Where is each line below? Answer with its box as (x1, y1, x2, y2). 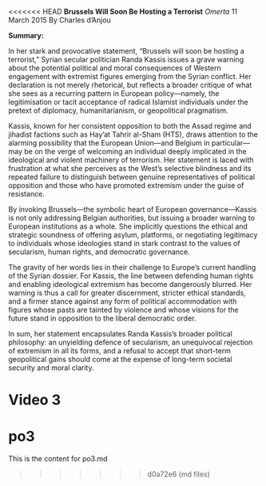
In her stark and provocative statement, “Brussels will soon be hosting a (8, 46, 245, 55)
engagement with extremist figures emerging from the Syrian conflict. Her (8, 72, 252, 81)
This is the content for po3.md (8, 454, 108, 464)
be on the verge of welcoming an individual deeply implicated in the (23, 147, 248, 156)
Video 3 (8, 391, 62, 409)
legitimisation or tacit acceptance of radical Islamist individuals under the (8, 98, 249, 106)
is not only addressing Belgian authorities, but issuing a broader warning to (8, 213, 256, 222)
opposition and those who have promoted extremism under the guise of (8, 181, 244, 190)
